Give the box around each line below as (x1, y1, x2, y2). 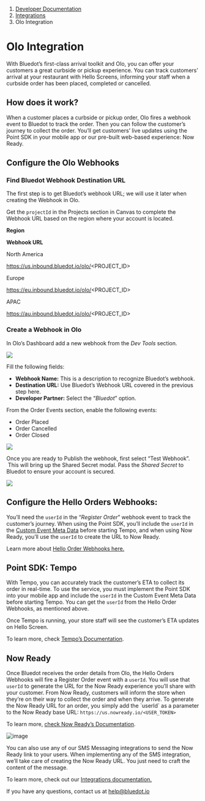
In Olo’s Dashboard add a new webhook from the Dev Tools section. (6, 339, 177, 346)
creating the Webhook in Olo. (6, 197, 80, 204)
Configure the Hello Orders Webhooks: (6, 497, 158, 507)
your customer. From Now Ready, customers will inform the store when (6, 689, 185, 697)
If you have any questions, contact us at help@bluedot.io (6, 787, 150, 795)
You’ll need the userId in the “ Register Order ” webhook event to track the (6, 513, 191, 521)
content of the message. (6, 764, 69, 772)
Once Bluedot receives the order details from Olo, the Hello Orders (6, 670, 174, 677)
